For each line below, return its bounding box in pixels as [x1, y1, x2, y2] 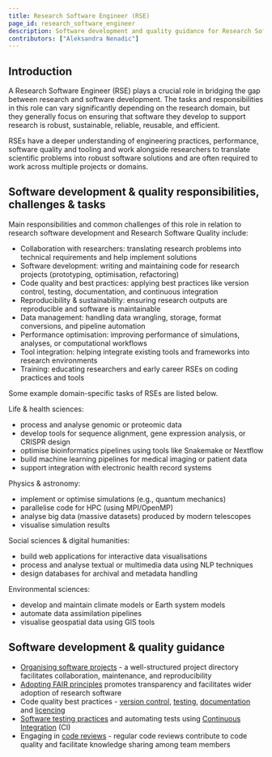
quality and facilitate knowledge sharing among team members [19, 739, 231, 749]
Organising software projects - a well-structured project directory [19, 661, 239, 672]
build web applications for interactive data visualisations [19, 551, 208, 561]
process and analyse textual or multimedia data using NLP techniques [19, 559, 253, 569]
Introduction [8, 64, 73, 78]
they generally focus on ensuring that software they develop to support [8, 112, 246, 121]
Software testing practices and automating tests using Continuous [19, 713, 241, 723]
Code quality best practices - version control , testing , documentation [19, 696, 251, 706]
